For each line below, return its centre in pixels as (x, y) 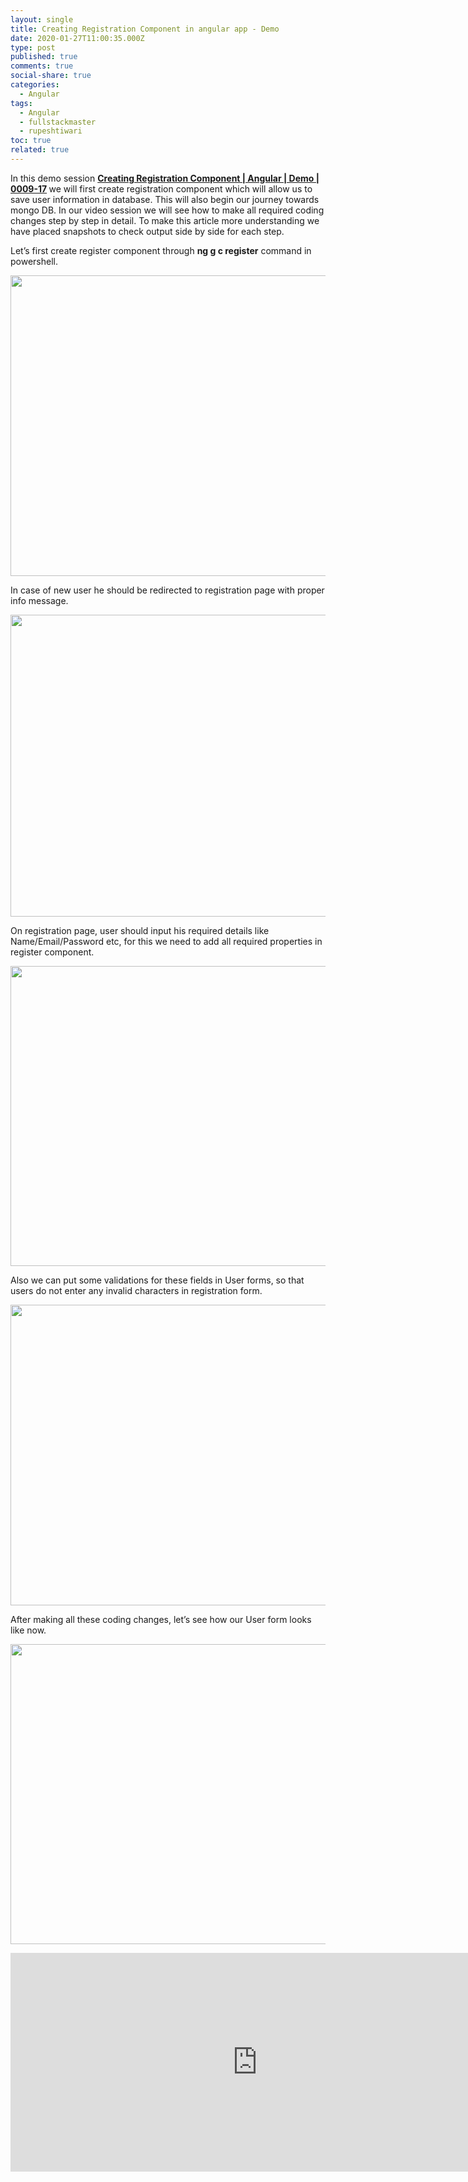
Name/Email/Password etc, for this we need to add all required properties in (166, 941)
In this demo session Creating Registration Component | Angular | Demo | (165, 178)
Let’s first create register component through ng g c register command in (161, 250)
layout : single (42, 19)
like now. (28, 1630)
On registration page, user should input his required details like (140, 930)
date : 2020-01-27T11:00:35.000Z (77, 38)
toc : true (31, 141)
